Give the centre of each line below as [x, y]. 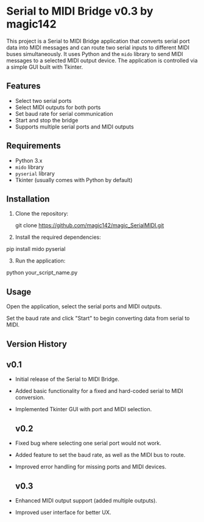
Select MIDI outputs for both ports [58, 107]
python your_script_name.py [42, 273]
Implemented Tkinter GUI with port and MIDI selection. [83, 409]
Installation [28, 199]
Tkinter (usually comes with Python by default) [74, 180]
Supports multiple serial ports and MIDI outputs [74, 127]
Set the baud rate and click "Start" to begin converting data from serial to [98, 319]
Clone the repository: [42, 214]
